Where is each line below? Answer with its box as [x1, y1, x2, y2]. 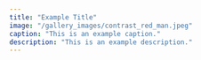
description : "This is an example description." [9, 37, 193, 47]
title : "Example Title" [9, 12, 98, 22]
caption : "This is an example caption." [9, 29, 162, 38]
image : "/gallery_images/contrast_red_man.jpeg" [9, 21, 193, 30]
